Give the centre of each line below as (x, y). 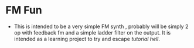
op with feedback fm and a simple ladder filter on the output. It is (92, 32)
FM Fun (24, 10)
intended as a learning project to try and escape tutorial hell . (87, 39)
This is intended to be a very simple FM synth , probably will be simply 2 (101, 26)
